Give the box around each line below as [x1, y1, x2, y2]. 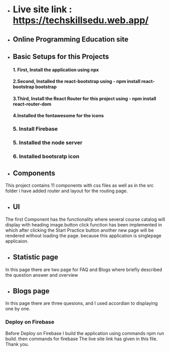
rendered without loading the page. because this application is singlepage [5, 232, 162, 239]
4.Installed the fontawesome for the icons [12, 113, 104, 119]
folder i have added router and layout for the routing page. [5, 188, 128, 194]
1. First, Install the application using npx [12, 67, 99, 73]
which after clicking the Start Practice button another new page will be [5, 227, 154, 233]
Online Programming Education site [12, 35, 129, 44]
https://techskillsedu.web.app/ [12, 14, 149, 26]
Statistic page [12, 253, 58, 262]
